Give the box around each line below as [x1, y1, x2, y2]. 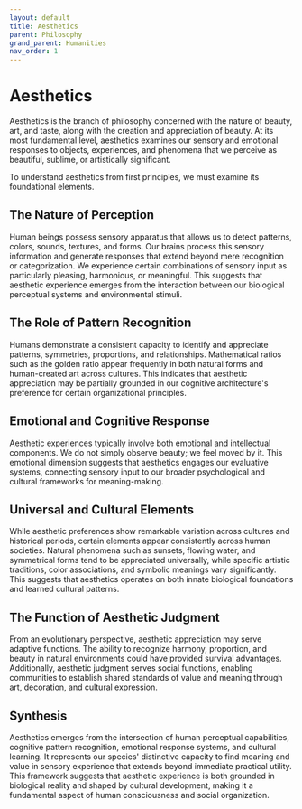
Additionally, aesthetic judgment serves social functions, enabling [9, 663, 253, 673]
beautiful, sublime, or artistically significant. [9, 155, 171, 165]
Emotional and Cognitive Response [9, 413, 210, 429]
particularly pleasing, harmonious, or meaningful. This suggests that [9, 269, 263, 280]
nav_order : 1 [9, 47, 59, 56]
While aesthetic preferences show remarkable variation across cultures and [9, 526, 290, 537]
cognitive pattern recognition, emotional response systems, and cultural [9, 741, 277, 752]
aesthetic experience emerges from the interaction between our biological [9, 279, 285, 290]
